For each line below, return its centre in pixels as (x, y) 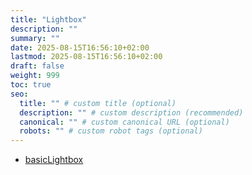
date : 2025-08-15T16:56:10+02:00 (80, 47)
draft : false (37, 66)
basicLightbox (54, 160)
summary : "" (35, 38)
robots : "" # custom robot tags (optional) (111, 131)
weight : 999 (35, 76)
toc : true (31, 85)
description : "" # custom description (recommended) (131, 112)
